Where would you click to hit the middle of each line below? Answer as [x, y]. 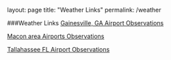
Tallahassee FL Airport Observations [58, 49]
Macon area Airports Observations [56, 36]
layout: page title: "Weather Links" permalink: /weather [84, 10]
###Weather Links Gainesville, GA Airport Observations [85, 23]
